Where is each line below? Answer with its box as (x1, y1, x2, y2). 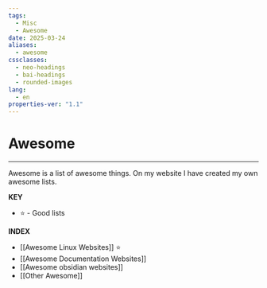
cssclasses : (8, 56, 48, 64)
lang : (8, 85, 26, 94)
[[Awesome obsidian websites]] (19, 263, 123, 272)
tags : (8, 11, 26, 20)
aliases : (8, 41, 37, 49)
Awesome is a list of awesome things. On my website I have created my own (8, 169, 258, 178)
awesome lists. (8, 177, 57, 187)
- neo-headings (15, 64, 66, 72)
